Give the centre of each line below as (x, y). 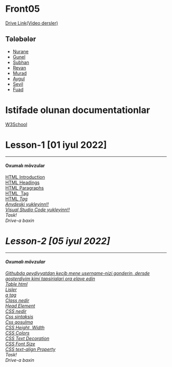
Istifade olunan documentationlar (78, 110)
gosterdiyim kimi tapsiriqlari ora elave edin (50, 279)
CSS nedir (16, 311)
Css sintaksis (19, 316)
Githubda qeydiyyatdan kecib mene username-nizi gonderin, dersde (78, 273)
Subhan (21, 62)
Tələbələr (21, 39)
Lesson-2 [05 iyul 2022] (58, 241)
